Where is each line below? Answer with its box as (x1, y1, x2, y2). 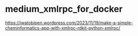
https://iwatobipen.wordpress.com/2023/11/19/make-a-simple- (5, 20, 134, 26)
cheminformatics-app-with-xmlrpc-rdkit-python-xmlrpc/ (5, 25, 120, 31)
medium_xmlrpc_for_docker (5, 3, 123, 15)
